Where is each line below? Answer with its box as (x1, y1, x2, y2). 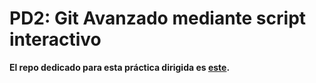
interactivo (9, 28, 102, 51)
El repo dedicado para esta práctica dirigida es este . (9, 61, 231, 73)
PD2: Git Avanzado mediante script (9, 7, 307, 30)
